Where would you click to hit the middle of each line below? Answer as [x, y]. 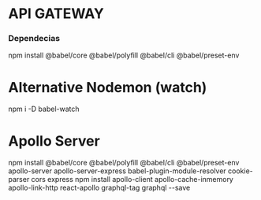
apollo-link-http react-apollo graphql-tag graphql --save [99, 188]
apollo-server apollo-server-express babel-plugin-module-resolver [117, 171]
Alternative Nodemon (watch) [108, 87]
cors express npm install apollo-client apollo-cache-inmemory [132, 180]
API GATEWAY [56, 14]
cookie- [240, 171]
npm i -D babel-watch [44, 109]
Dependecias [34, 39]
